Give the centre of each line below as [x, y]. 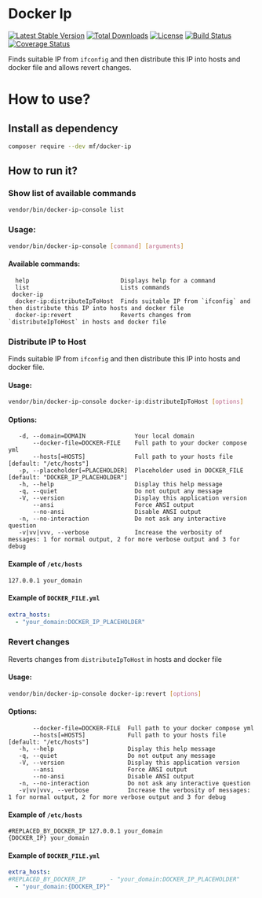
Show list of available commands [72, 194]
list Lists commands [93, 287]
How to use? [49, 100]
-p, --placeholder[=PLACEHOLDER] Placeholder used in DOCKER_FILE [131, 471]
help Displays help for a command [115, 280]
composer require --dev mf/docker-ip [70, 146]
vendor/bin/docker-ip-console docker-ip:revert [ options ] [105, 693]
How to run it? [43, 171]
